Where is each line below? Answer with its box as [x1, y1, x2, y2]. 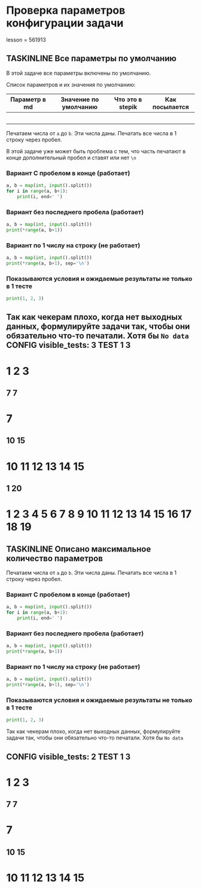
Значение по [60, 95, 99, 104]
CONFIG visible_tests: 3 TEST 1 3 [6, 340, 131, 350]
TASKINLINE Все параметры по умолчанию [6, 53, 176, 63]
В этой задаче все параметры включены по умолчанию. [6, 69, 151, 77]
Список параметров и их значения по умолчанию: [6, 81, 136, 88]
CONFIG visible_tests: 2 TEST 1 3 [6, 751, 131, 762]
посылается [152, 102, 190, 111]
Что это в [114, 95, 142, 104]
